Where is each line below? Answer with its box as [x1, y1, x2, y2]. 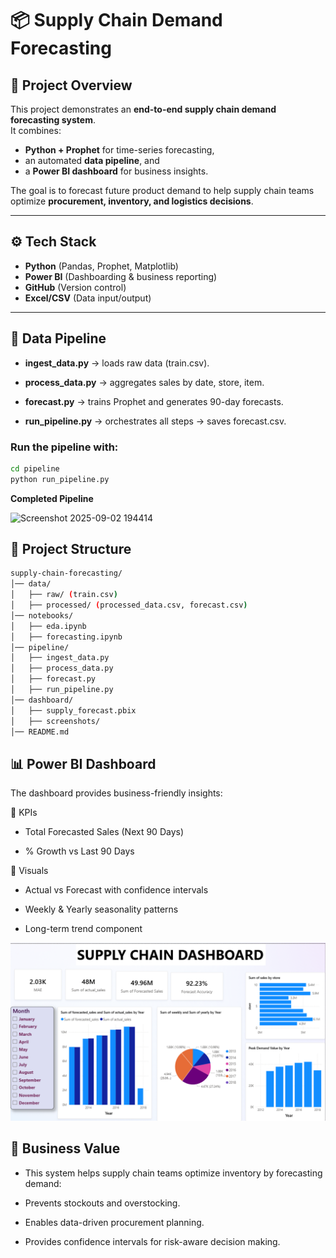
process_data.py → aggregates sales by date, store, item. [24, 376, 265, 388]
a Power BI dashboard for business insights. [24, 165, 209, 177]
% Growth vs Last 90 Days [24, 845, 135, 857]
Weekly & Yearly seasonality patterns [24, 903, 179, 916]
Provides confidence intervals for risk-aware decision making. [24, 1235, 281, 1247]
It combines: [10, 125, 62, 136]
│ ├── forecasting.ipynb [10, 632, 123, 642]
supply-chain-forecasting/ [10, 568, 123, 579]
